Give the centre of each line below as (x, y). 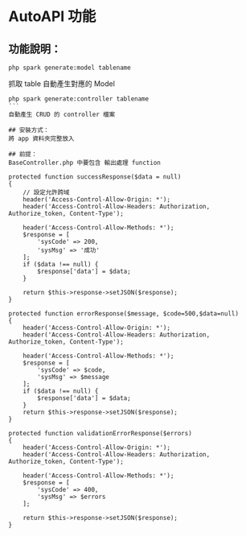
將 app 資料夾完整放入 (41, 138)
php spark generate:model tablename (70, 68)
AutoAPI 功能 (52, 16)
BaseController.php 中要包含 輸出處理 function (84, 163)
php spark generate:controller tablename (79, 99)
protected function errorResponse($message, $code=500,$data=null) (124, 314)
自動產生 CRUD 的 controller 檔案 (62, 114)
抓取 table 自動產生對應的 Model (61, 84)
